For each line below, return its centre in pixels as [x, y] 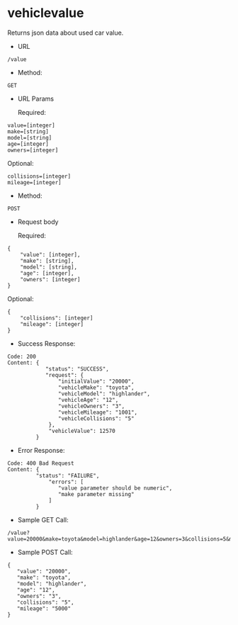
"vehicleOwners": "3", [91, 406]
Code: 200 [22, 356]
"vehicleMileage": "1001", [98, 412]
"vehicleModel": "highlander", [104, 394]
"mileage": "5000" [44, 608]
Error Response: [41, 450]
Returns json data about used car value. [66, 33]
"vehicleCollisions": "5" [96, 418]
